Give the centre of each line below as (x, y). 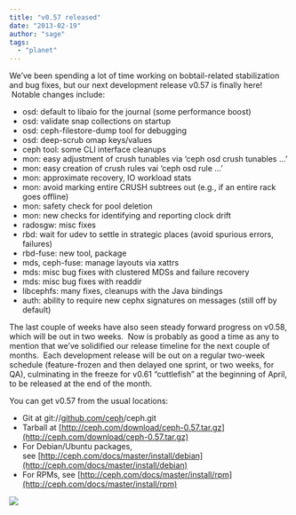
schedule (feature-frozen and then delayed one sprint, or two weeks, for (142, 365)
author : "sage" (37, 34)
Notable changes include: (58, 95)
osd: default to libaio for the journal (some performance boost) (136, 112)
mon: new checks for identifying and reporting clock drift (126, 216)
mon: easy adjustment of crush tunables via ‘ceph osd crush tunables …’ (155, 159)
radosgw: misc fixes (59, 225)
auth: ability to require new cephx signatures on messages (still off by (149, 301)
